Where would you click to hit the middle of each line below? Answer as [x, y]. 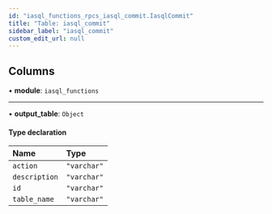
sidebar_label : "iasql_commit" [61, 31]
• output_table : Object [46, 114]
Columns [32, 71]
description [36, 177]
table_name [33, 199]
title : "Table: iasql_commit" [59, 23]
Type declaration [38, 132]
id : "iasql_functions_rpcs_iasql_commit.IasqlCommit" [101, 16]
